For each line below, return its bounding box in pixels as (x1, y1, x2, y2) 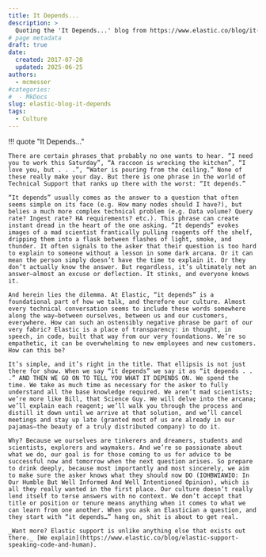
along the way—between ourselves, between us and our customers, (8, 311, 228, 320)
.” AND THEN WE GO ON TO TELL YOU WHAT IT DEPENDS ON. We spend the (8, 374, 239, 382)
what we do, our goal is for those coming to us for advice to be (8, 450, 232, 459)
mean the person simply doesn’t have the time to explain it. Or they (8, 255, 246, 264)
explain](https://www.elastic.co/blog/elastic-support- (50, 533, 239, 542)
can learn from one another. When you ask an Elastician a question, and (8, 505, 257, 514)
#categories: (8, 85, 51, 94)
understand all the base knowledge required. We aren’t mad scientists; (8, 388, 253, 396)
